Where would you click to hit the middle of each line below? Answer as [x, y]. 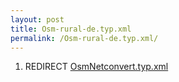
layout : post [37, 19]
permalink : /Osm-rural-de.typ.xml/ [84, 38]
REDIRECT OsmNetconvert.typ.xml [96, 67]
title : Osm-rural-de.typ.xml [71, 29]
